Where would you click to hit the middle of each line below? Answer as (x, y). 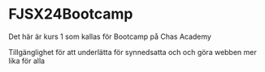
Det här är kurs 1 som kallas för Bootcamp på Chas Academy (110, 36)
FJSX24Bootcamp (71, 14)
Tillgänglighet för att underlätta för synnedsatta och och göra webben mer (133, 52)
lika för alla (27, 61)
